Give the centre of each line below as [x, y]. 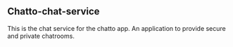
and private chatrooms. [41, 36]
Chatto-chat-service [53, 12]
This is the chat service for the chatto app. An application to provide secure [117, 28]
